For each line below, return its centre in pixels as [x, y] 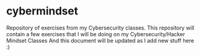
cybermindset [42, 11]
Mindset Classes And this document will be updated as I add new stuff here [100, 40]
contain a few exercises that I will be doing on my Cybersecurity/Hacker [96, 34]
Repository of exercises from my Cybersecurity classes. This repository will [100, 28]
